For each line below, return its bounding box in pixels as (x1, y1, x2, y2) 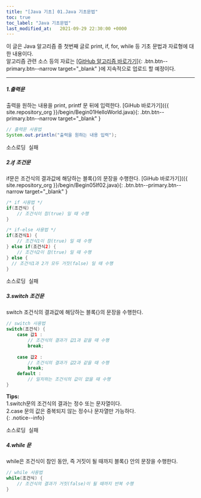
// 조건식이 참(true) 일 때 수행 (17, 210, 89, 216)
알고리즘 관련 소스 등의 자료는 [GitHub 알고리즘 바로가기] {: (6, 58, 142, 65)
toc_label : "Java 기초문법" (6, 20, 71, 26)
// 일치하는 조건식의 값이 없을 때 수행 (28, 376, 111, 382)
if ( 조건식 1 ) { (6, 233, 38, 239)
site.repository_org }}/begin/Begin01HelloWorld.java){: (6, 108, 139, 116)
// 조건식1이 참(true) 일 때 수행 (17, 238, 92, 245)
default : (17, 371, 42, 377)
